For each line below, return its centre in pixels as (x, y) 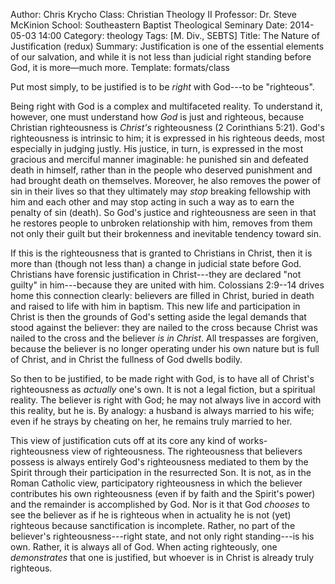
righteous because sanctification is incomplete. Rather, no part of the (153, 525)
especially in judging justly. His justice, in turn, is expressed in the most (157, 148)
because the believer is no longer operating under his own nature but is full (165, 348)
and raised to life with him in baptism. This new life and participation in (155, 306)
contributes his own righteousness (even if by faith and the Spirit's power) (163, 493)
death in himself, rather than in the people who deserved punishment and (161, 170)
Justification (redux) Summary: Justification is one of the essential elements (167, 46)
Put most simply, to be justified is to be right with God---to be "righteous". (162, 87)
